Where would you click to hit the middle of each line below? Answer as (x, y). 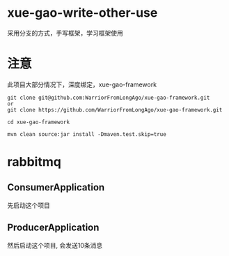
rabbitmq (34, 162)
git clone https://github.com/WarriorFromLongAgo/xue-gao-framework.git (115, 110)
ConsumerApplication (56, 187)
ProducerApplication (53, 228)
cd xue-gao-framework (39, 122)
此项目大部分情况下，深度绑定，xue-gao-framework (82, 84)
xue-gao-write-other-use (82, 13)
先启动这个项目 (29, 205)
